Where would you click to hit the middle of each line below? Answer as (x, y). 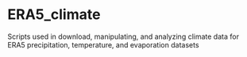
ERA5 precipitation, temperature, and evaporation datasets (103, 44)
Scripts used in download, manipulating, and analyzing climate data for (123, 36)
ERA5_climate (54, 15)
